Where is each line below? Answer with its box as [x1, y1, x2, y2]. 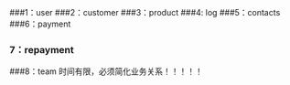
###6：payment [9, 18, 71, 29]
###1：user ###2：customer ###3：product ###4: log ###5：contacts [9, 7, 281, 17]
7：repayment [9, 43, 75, 56]
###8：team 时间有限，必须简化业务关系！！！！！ [9, 66, 204, 77]
